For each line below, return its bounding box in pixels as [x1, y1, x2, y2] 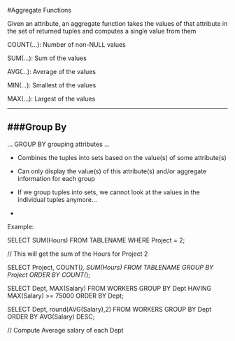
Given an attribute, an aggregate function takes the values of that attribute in [7, 20, 228, 27]
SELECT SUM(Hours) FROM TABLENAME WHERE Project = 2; [7, 235, 185, 244]
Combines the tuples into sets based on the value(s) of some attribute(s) [17, 153, 227, 161]
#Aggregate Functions [7, 6, 72, 14]
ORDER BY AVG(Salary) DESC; [7, 312, 95, 321]
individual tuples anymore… [17, 195, 97, 203]
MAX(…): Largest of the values [7, 94, 96, 103]
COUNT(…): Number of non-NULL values [7, 41, 126, 48]
